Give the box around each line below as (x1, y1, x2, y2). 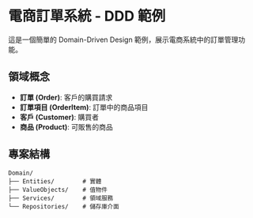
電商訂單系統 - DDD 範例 (8, 7, 166, 25)
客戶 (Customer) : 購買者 (19, 112, 99, 122)
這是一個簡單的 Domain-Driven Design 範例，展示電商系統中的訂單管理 (8, 35, 239, 44)
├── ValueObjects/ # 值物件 (8, 186, 108, 194)
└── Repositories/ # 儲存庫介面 (8, 202, 120, 210)
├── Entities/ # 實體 (8, 177, 102, 186)
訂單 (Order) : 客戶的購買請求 (19, 92, 113, 102)
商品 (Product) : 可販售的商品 (19, 122, 113, 131)
